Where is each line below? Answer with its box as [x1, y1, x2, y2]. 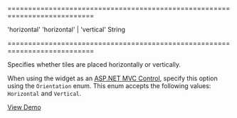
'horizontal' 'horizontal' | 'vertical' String [7, 26, 126, 33]
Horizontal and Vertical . [7, 90, 82, 97]
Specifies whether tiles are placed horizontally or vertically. [7, 60, 181, 68]
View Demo [7, 103, 41, 111]
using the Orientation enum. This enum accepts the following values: [7, 82, 211, 90]
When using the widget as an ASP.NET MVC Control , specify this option [7, 74, 218, 82]
